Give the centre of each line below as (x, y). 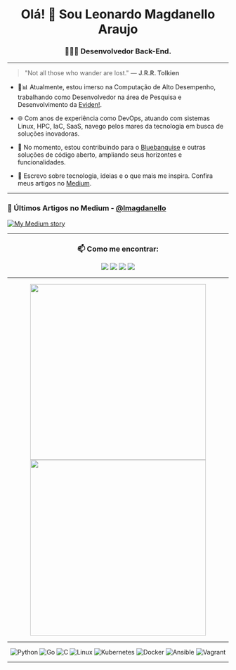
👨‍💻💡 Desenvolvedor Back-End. (118, 51)
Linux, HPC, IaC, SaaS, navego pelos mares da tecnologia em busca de (120, 127)
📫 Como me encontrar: (118, 249)
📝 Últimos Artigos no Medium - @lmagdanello (87, 208)
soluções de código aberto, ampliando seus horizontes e (100, 155)
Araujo (118, 29)
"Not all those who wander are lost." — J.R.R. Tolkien (102, 73)
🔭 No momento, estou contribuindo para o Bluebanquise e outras (111, 148)
